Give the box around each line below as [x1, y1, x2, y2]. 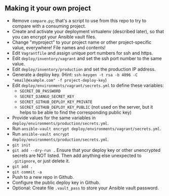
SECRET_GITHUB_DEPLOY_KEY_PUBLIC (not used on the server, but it [19, 104, 153, 110]
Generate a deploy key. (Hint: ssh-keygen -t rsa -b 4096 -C [12, 71, 138, 78]
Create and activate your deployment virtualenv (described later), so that [12, 28, 164, 35]
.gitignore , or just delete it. [12, 157, 70, 164]
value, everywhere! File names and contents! [12, 44, 106, 50]
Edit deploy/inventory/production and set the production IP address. [12, 66, 156, 72]
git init [12, 142, 31, 148]
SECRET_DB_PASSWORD [19, 88, 61, 93]
